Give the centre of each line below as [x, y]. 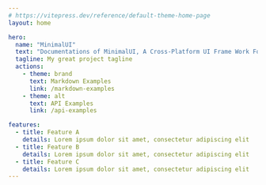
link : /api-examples [63, 111]
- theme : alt [44, 96]
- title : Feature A [47, 132]
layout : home [30, 23]
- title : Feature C [47, 162]
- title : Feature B [47, 147]
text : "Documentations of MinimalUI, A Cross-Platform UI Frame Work [132, 52]
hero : [17, 37]
